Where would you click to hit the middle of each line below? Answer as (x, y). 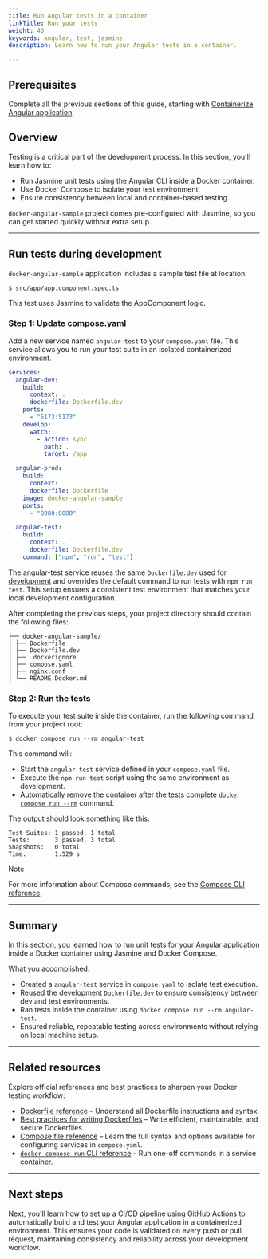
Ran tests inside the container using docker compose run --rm (120, 1009)
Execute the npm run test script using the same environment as (124, 778)
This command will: (40, 754)
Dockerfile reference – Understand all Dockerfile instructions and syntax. (140, 1111)
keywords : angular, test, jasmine (66, 38)
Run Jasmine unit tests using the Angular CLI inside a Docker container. (137, 180)
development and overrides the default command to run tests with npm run (130, 580)
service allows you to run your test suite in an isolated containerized (120, 349)
